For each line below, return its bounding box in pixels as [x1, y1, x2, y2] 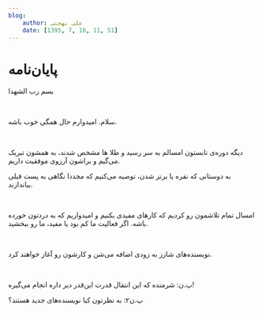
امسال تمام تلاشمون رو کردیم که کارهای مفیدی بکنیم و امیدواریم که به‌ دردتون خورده [8, 210, 255, 220]
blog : [8, 11, 26, 20]
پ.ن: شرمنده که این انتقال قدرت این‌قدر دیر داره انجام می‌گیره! [8, 280, 195, 289]
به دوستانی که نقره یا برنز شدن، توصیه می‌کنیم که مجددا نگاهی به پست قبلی [8, 172, 231, 181]
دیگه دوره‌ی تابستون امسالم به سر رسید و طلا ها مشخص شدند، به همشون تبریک [8, 148, 243, 157]
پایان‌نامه [8, 60, 58, 78]
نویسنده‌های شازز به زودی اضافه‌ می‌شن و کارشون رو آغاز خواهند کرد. [8, 250, 212, 259]
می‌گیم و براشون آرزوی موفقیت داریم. [8, 156, 121, 166]
